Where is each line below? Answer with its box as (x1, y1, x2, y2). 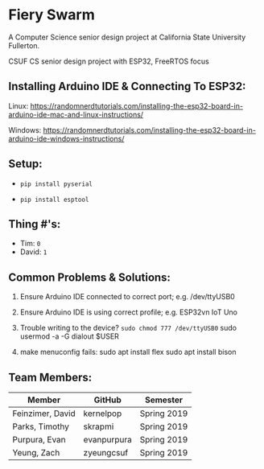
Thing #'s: (8, 217, 61, 231)
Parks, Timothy (12, 421, 70, 432)
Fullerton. (8, 40, 40, 50)
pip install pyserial (19, 179, 93, 188)
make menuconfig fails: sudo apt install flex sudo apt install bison (19, 348, 237, 357)
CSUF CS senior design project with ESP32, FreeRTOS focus (8, 56, 209, 66)
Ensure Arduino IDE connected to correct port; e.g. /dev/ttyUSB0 (19, 292, 235, 302)
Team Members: (8, 370, 93, 384)
